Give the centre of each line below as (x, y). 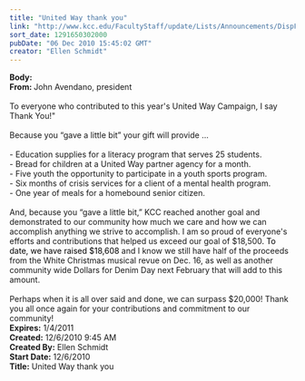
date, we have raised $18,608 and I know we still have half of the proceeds (149, 251)
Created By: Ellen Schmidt (59, 347)
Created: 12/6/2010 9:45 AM (63, 337)
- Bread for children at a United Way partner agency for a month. (130, 164)
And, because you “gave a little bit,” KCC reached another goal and (135, 212)
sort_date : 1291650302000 (58, 34)
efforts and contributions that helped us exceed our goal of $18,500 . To (143, 241)
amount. (25, 280)
